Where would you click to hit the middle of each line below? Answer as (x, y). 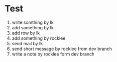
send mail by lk (27, 43)
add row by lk (26, 33)
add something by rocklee (39, 38)
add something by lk (33, 27)
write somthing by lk (33, 22)
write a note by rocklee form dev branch (53, 54)
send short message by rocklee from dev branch (62, 49)
